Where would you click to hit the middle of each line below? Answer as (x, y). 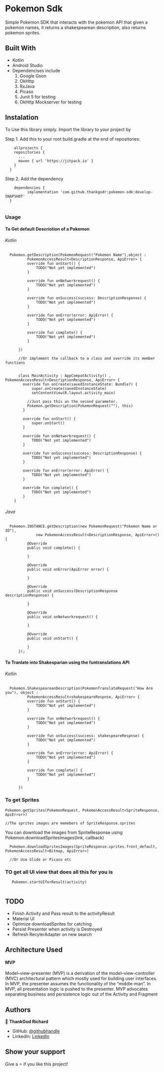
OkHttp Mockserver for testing (51, 102)
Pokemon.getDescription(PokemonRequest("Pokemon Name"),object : (78, 255)
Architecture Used (34, 950)
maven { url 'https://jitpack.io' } (56, 161)
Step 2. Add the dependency (34, 178)
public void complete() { (53, 548)
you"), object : (22, 693)
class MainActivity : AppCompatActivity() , (65, 376)
